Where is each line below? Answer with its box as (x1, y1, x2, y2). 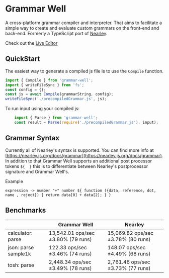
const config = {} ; (5, 87, 46, 92)
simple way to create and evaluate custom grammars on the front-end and (5, 25, 159, 31)
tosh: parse (8, 261, 34, 268)
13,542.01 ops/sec (48, 229, 95, 236)
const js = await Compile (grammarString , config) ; (5, 91, 114, 97)
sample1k (8, 250, 31, 257)
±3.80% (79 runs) (48, 236, 92, 243)
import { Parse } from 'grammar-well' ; (14, 115, 98, 121)
